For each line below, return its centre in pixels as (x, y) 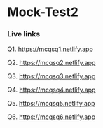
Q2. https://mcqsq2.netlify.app (51, 63)
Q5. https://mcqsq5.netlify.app (51, 104)
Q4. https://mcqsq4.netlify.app (51, 90)
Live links (24, 34)
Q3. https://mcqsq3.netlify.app (51, 76)
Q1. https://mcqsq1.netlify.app (50, 49)
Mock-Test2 (43, 12)
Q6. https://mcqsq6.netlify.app (51, 117)
